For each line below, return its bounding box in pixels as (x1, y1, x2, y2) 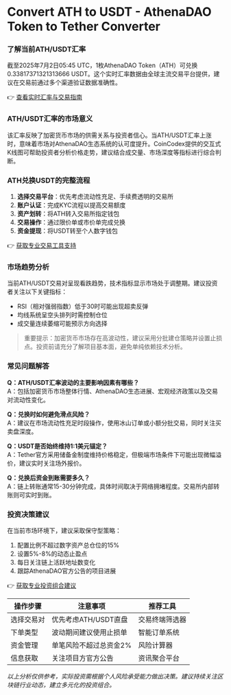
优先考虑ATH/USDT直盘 (51, 615, 128, 624)
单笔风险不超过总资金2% (51, 640, 132, 650)
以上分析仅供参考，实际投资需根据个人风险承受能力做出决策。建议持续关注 (7, 672, 217, 680)
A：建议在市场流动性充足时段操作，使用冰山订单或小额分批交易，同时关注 (7, 419, 216, 427)
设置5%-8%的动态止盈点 (16, 550, 88, 558)
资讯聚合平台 (138, 653, 180, 663)
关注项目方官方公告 (51, 653, 114, 663)
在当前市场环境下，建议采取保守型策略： (7, 526, 121, 534)
